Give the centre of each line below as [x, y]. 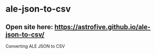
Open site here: [29, 27]
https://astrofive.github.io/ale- [102, 27]
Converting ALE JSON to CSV [35, 46]
